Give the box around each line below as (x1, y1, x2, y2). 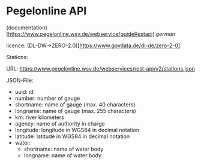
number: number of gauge (14, 94, 80, 102)
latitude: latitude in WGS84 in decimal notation (14, 133, 130, 140)
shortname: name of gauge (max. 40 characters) (14, 100, 136, 108)
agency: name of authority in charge (14, 120, 105, 127)
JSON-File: (6, 77, 34, 84)
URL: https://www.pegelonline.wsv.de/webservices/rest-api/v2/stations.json (6, 65, 195, 72)
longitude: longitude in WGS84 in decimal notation (14, 126, 140, 133)
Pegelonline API (6, 4, 87, 18)
